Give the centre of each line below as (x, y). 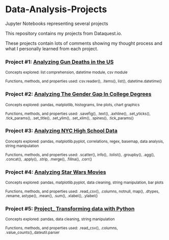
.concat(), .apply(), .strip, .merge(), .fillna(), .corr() (49, 159)
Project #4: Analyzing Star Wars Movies (56, 172)
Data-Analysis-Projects (56, 9)
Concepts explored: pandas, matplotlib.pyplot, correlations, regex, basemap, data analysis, (85, 141)
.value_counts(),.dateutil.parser (33, 233)
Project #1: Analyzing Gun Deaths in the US (60, 62)
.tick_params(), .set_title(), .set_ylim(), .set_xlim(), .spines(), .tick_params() (69, 118)
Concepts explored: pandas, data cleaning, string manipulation (60, 219)
